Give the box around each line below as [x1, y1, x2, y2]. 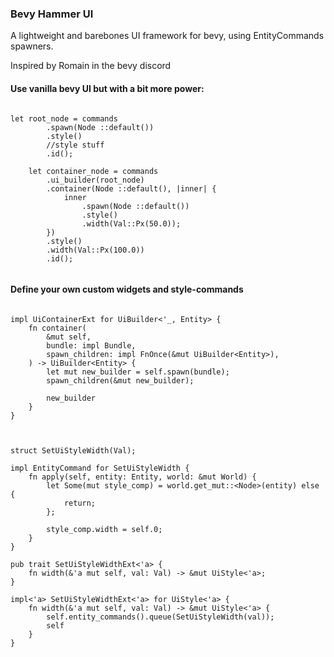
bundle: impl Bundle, [46, 340, 137, 351]
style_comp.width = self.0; [46, 524, 163, 534]
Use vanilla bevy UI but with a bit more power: [10, 82, 205, 94]
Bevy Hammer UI [10, 7, 94, 21]
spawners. [10, 40, 54, 52]
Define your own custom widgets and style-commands [10, 283, 244, 296]
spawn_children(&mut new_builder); [46, 375, 195, 386]
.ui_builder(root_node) [46, 175, 145, 185]
